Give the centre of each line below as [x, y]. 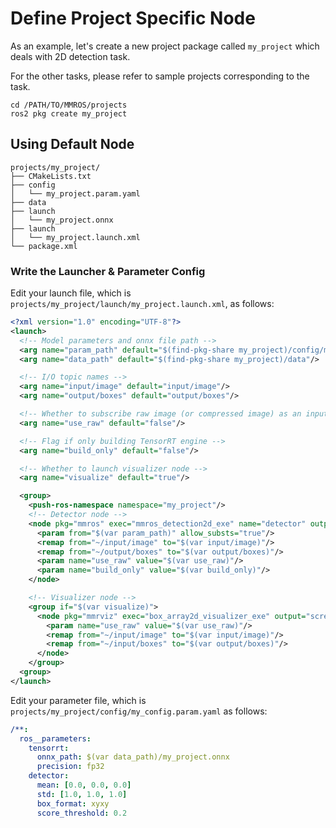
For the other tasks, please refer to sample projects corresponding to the [160, 76]
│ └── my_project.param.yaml [75, 193]
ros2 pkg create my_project [69, 113]
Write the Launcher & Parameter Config [108, 271]
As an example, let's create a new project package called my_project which [165, 46]
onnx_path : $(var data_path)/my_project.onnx [133, 757]
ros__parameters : [55, 738]
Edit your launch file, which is [71, 293]
